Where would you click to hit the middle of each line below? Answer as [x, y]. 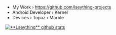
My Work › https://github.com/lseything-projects [61, 7]
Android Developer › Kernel [40, 12]
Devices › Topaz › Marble [38, 17]
